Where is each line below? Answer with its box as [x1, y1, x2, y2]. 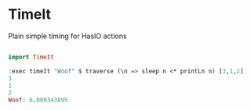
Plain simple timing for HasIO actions [8, 31, 127, 41]
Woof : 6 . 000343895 [8, 96, 68, 105]
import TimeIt [8, 53, 55, 61]
